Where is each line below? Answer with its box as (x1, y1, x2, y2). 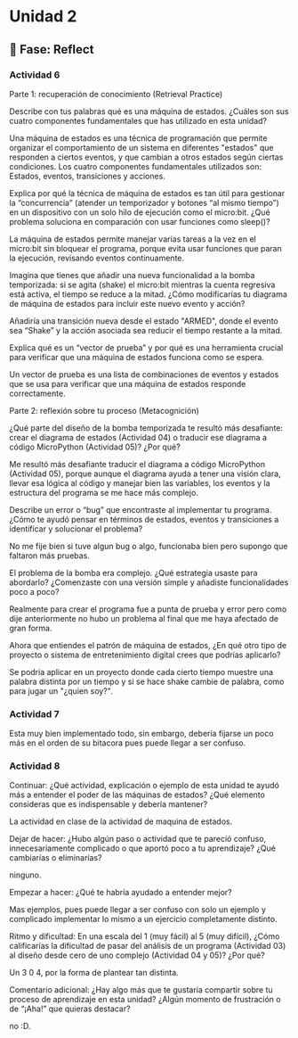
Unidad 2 (9, 6, 77, 27)
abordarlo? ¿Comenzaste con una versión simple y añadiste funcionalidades (9, 577, 289, 588)
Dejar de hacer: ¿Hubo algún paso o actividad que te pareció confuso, (9, 834, 267, 844)
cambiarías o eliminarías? (9, 853, 102, 863)
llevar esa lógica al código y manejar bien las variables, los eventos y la (9, 477, 270, 488)
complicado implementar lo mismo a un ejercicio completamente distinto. (9, 914, 278, 925)
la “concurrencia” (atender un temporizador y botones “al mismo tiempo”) (9, 197, 280, 208)
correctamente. (9, 388, 66, 399)
